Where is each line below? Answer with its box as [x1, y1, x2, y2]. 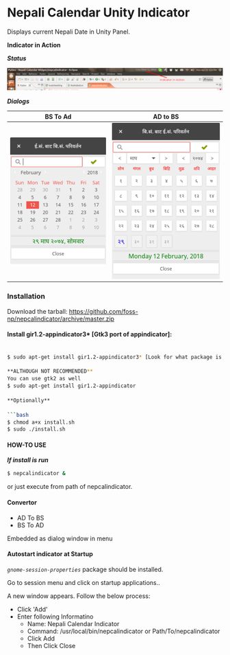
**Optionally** [7, 397, 51, 404]
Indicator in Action [7, 41, 61, 49]
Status [7, 54, 27, 62]
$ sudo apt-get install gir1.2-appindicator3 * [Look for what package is [7, 354, 222, 360]
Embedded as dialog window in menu [7, 534, 113, 542]
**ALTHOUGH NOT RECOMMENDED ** [7, 368, 94, 375]
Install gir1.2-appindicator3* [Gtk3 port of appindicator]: [7, 330, 172, 338]
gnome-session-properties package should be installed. [7, 565, 164, 573]
